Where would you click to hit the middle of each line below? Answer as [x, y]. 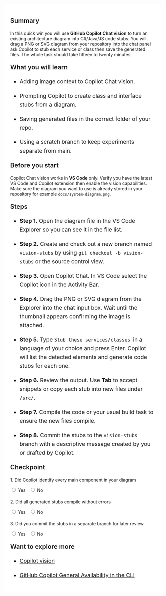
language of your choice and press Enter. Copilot [83, 348]
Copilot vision [37, 561]
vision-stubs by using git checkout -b [70, 252]
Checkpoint [28, 467]
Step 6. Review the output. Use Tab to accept [79, 380]
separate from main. [46, 150]
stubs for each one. [45, 366]
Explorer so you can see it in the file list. [71, 229]
